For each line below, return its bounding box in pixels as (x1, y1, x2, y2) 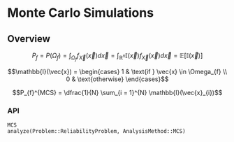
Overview (7, 33, 51, 45)
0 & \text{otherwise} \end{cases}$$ (66, 75, 169, 83)
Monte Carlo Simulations (7, 5, 154, 21)
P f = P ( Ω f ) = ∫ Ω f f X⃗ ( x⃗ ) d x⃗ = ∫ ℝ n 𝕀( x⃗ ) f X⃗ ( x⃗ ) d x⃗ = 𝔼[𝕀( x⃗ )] (31, 51, 203, 62)
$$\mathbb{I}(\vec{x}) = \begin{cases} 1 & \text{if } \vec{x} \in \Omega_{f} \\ (7, 68, 228, 76)
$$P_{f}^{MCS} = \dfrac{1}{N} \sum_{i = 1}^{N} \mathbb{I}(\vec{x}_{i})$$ (12, 89, 223, 97)
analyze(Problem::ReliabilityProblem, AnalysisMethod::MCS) (7, 128, 187, 135)
